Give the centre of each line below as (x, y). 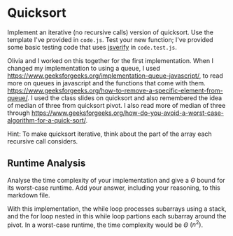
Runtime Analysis (47, 164)
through (19, 113)
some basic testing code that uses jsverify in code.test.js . (92, 47)
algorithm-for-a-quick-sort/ (47, 120)
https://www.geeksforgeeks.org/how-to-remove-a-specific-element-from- (115, 90)
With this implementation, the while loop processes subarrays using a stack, (117, 209)
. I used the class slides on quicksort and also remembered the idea (125, 98)
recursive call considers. (43, 141)
